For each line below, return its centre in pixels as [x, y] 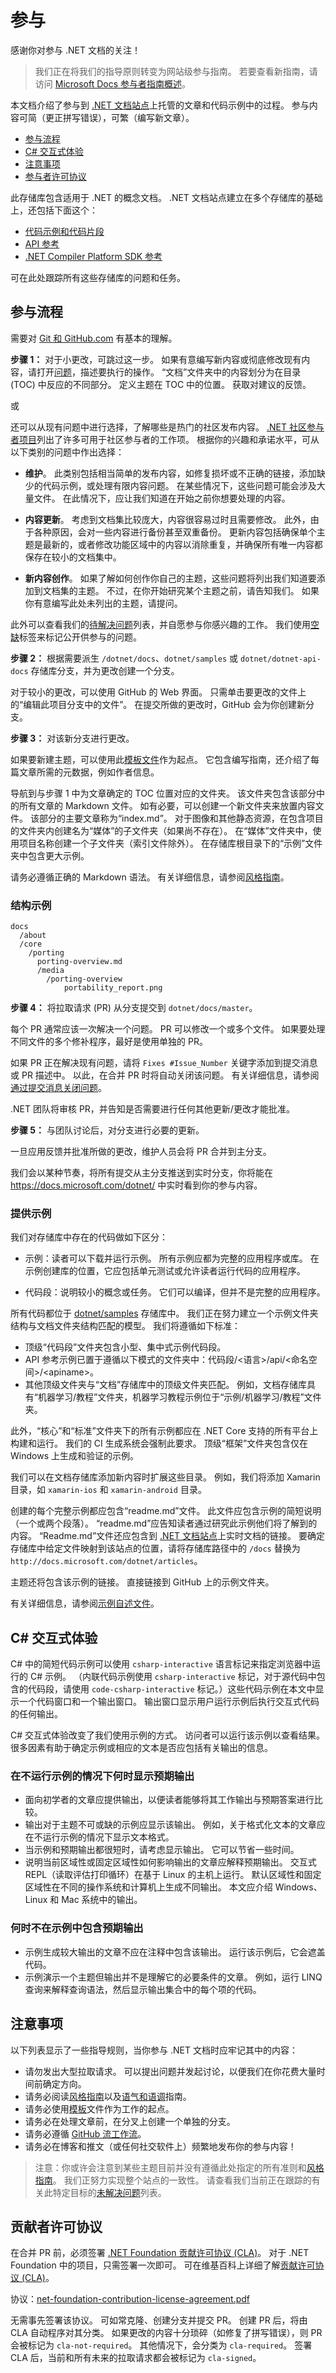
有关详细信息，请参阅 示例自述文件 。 [85, 1603]
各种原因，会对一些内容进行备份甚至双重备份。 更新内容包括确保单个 [175, 532]
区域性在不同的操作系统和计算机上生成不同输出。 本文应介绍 [148, 1887]
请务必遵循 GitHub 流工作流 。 [85, 2133]
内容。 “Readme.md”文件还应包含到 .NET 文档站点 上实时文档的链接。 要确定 [167, 1536]
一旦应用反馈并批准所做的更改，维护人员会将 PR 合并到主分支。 [141, 1152]
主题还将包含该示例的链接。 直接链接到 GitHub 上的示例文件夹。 [142, 1582]
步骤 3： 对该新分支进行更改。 [72, 738]
